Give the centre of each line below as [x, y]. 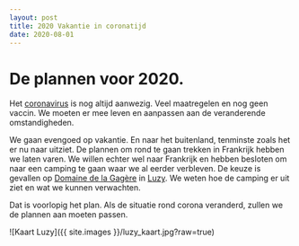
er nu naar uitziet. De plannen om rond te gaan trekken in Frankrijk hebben [147, 150]
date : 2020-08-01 [42, 34]
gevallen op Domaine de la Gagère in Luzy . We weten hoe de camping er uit [149, 178]
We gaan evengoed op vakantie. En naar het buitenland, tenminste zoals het [150, 140]
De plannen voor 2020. [97, 79]
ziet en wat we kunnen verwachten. [75, 188]
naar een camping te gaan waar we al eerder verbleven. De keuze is [135, 169]
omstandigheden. [42, 123]
